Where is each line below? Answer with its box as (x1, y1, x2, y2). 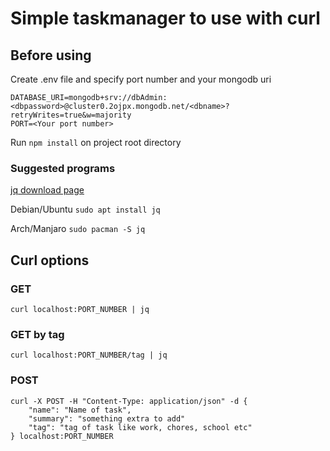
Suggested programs (10, 161, 116, 175)
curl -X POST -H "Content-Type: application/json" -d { (10, 396, 248, 406)
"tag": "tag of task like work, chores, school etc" (28, 422, 253, 432)
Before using (10, 47, 92, 64)
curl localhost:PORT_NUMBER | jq (10, 304, 150, 314)
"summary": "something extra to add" (28, 413, 186, 424)
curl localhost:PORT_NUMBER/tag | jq (10, 350, 168, 361)
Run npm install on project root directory (10, 137, 182, 148)
